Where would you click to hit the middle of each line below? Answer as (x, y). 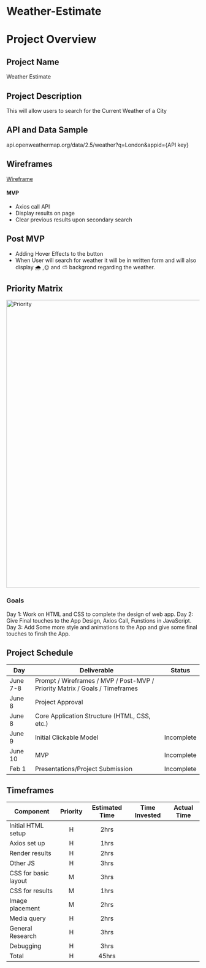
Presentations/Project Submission (84, 769)
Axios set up (27, 843)
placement (25, 908)
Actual (184, 808)
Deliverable (97, 670)
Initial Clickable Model (67, 737)
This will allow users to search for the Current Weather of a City (87, 111)
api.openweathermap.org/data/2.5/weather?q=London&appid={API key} (97, 145)
